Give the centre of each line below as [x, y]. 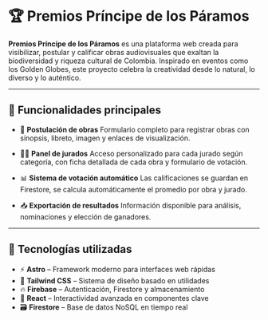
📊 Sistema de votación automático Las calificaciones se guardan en [134, 178]
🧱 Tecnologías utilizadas [70, 249]
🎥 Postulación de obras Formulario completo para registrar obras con [134, 129]
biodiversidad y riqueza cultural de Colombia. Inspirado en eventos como [128, 61]
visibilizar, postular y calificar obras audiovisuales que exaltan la [114, 52]
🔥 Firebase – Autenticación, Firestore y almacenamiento [112, 289]
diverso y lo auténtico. [45, 77]
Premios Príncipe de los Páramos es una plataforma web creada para [123, 43]
